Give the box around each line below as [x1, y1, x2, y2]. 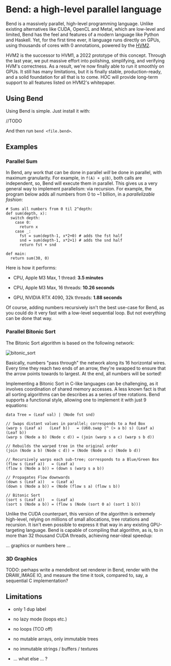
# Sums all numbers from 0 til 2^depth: [6, 206, 93, 212]
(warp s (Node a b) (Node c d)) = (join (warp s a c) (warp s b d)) [6, 434, 155, 440]
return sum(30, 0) [10, 256, 50, 261]
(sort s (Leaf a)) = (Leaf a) [6, 497, 75, 502]
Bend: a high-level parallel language [6, 4, 162, 15]
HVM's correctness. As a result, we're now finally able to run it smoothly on [6, 63, 165, 69]
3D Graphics [6, 555, 38, 562]
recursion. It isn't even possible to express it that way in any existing [6, 521, 150, 528]
